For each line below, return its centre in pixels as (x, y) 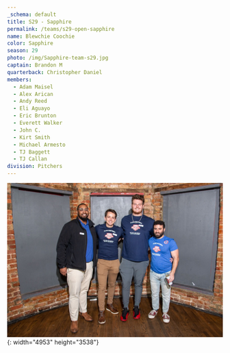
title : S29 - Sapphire (39, 22)
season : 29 (23, 51)
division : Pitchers (35, 167)
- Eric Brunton (35, 116)
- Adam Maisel (33, 87)
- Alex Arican (33, 94)
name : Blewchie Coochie (41, 36)
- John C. (27, 130)
